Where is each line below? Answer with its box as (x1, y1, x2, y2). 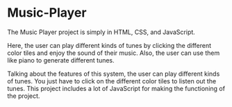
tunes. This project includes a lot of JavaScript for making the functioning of (7, 84, 226, 92)
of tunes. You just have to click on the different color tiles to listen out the (7, 76, 217, 85)
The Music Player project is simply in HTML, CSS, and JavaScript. (7, 28, 196, 36)
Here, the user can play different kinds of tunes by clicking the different (7, 41, 212, 49)
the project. (7, 92, 40, 100)
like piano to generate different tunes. (7, 56, 115, 64)
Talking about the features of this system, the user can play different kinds (7, 69, 220, 78)
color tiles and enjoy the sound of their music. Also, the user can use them (7, 49, 220, 57)
